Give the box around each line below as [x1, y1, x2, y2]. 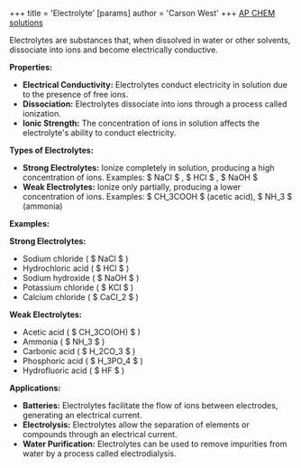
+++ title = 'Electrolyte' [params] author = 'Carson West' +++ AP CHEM [9, 8, 276, 18]
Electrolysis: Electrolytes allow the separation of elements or [22, 419, 250, 430]
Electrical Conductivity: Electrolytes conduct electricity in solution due [22, 80, 288, 89]
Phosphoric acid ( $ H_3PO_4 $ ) [22, 356, 143, 366]
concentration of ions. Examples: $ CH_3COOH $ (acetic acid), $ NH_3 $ [22, 192, 293, 201]
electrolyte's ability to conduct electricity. [22, 127, 177, 138]
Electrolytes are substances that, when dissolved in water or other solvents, [9, 35, 291, 45]
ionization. [22, 108, 61, 118]
